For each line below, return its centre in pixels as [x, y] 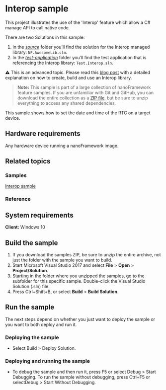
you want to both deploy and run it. [41, 324]
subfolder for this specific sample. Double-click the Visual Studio [79, 281]
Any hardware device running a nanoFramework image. [62, 146]
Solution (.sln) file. [31, 286]
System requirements [39, 215]
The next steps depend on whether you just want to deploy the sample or [80, 319]
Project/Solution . [30, 270]
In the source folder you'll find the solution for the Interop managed [81, 47]
